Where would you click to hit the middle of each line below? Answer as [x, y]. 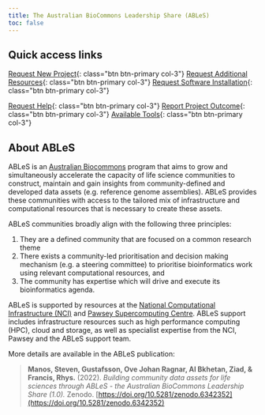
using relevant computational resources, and [92, 273]
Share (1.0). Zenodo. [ [63, 394]
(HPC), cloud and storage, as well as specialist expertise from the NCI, [123, 330]
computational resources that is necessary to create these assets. [115, 209]
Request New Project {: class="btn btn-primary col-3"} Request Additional [128, 74]
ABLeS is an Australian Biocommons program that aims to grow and [118, 167]
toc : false [26, 23]
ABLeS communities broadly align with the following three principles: [120, 224]
